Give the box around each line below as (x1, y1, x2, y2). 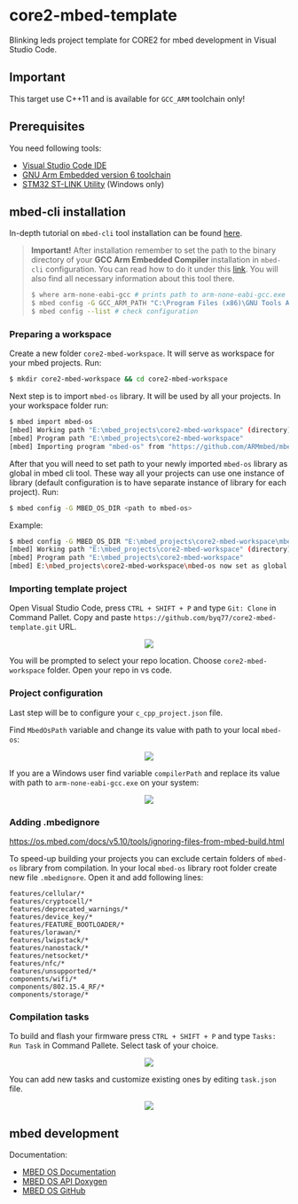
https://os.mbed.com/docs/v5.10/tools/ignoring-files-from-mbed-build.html (9, 836, 286, 846)
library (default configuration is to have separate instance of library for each (9, 476, 286, 488)
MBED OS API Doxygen (21, 1176, 108, 1187)
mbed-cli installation (9, 204, 127, 219)
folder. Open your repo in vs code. (47, 665, 173, 675)
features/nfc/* (9, 959, 66, 968)
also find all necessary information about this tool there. (30, 273, 235, 284)
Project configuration (9, 687, 104, 699)
